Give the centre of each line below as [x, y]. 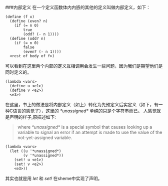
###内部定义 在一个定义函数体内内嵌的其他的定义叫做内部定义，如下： [78, 7]
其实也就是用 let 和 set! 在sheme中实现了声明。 [54, 178]
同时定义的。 [18, 72]
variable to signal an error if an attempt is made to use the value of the [90, 132]
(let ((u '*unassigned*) [35, 151]
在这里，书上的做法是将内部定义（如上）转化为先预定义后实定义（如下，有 [82, 104]
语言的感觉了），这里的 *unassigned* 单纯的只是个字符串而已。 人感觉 [84, 111]
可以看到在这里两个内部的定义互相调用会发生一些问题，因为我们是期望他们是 [84, 66]
